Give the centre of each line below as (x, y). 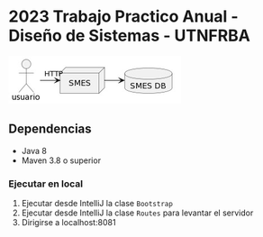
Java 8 (34, 150)
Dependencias (50, 129)
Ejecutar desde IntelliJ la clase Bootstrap (97, 204)
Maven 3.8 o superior (61, 160)
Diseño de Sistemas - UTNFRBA (130, 36)
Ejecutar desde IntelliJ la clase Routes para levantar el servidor (137, 213)
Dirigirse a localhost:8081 (68, 223)
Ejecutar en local (46, 184)
